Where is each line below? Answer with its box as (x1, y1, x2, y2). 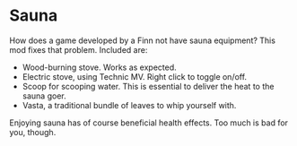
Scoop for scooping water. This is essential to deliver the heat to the (22, 81, 275, 91)
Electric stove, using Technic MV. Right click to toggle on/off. (22, 71, 248, 82)
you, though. (9, 126, 57, 137)
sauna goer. (22, 90, 66, 101)
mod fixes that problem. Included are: (9, 44, 148, 55)
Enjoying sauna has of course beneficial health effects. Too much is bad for (9, 117, 289, 128)
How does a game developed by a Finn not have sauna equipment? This (9, 35, 276, 46)
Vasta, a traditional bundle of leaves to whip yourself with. (22, 99, 237, 110)
